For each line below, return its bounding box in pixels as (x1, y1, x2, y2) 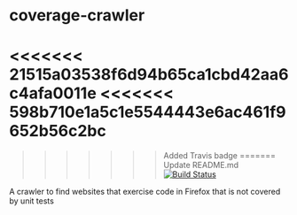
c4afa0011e (9, 83, 98, 104)
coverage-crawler (9, 5, 145, 26)
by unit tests (9, 196, 55, 206)
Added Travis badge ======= (163, 150, 277, 161)
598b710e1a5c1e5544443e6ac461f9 (9, 103, 286, 122)
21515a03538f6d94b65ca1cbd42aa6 (9, 65, 289, 85)
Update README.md (163, 160, 239, 171)
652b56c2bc (9, 121, 106, 142)
